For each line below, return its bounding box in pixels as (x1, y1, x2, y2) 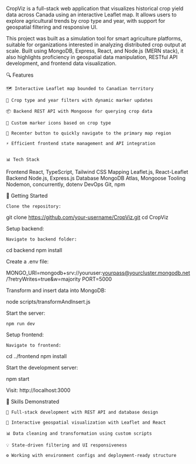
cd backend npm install (6, 247, 63, 253)
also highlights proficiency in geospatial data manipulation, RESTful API (6, 54, 178, 60)
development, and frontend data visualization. (6, 60, 117, 67)
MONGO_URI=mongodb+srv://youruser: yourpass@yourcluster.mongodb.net (6, 269, 190, 276)
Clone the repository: (6, 204, 61, 209)
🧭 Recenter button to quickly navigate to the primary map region (6, 130, 171, 136)
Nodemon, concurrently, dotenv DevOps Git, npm (6, 181, 126, 188)
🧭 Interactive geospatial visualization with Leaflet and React (6, 420, 166, 425)
